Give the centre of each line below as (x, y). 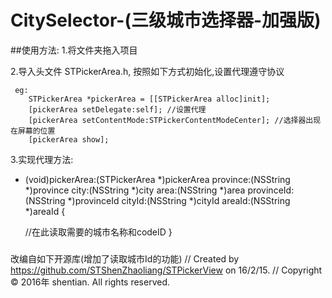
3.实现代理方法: (42, 159)
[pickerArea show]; (69, 139)
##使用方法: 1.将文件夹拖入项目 (74, 50)
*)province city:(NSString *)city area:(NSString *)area (135, 190)
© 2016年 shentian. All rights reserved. (90, 282)
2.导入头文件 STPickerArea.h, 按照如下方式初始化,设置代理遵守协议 (147, 71)
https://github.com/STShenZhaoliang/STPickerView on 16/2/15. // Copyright (166, 270)
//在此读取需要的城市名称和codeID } (98, 232)
